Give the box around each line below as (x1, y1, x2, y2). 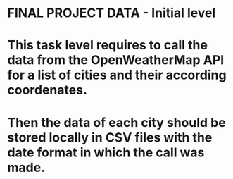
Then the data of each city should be (7, 114, 227, 130)
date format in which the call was (7, 144, 205, 160)
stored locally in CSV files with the (7, 129, 213, 145)
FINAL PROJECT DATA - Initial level (7, 5, 216, 21)
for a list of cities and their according (7, 67, 227, 83)
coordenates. (7, 82, 88, 98)
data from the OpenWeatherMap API (7, 52, 225, 68)
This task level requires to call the (7, 37, 208, 54)
